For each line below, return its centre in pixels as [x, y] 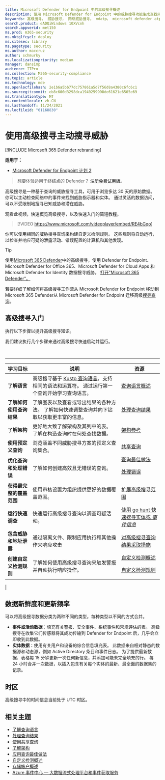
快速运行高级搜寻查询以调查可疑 [69, 513]
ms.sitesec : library [26, 42]
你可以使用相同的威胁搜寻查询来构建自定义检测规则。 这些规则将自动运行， [81, 234]
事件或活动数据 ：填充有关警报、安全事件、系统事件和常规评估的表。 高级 [86, 627]
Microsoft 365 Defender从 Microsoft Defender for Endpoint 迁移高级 [74, 295]
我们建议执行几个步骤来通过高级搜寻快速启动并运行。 [59, 341]
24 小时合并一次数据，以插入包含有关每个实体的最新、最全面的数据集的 [84, 664]
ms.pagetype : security [28, 46]
